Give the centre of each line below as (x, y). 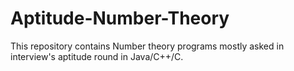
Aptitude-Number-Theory (120, 18)
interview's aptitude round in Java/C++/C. (97, 56)
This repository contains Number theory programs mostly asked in (147, 46)
